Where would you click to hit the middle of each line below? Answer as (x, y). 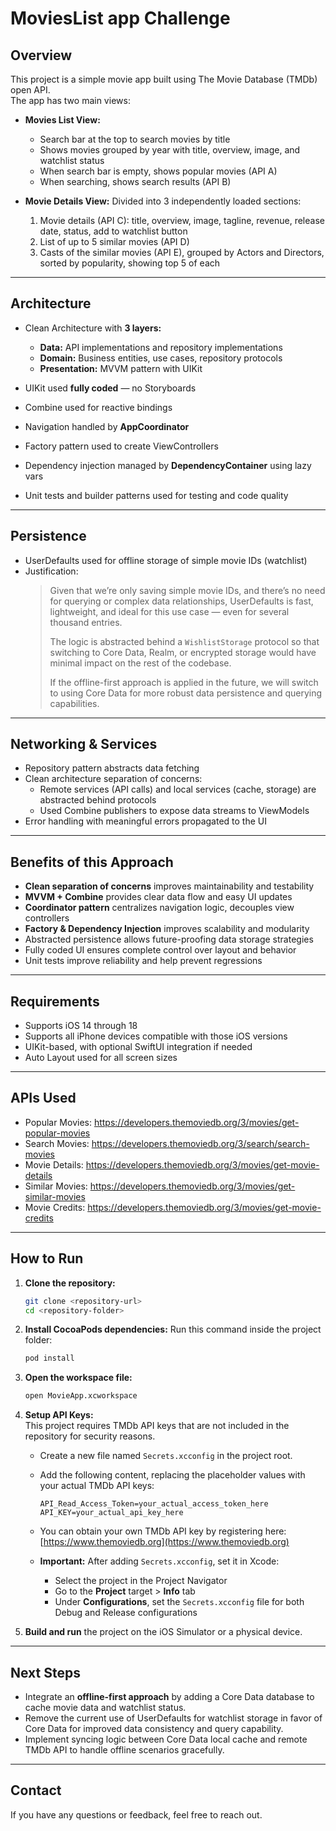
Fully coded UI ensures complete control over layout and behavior (160, 950)
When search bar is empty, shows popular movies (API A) (158, 171)
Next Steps (45, 1672)
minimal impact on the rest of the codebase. (140, 663)
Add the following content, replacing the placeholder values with (172, 1475)
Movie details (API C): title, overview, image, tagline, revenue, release (182, 220)
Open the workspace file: (78, 1378)
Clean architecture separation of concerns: (113, 779)
